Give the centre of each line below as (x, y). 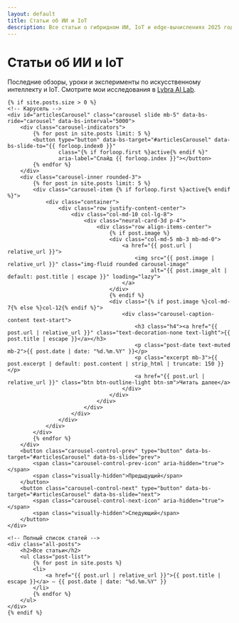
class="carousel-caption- (176, 314)
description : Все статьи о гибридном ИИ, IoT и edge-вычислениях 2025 (114, 27)
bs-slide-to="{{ (31, 147)
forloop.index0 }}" (87, 147)
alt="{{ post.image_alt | (189, 271)
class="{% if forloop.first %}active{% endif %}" (133, 153)
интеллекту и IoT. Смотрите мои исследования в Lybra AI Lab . (102, 90)
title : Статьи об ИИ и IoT (47, 21)
